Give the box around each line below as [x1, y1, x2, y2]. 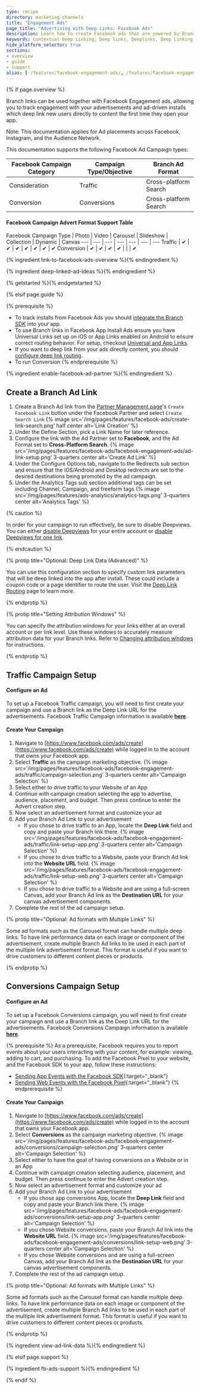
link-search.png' [14, 422, 55, 429]
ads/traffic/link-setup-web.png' [23, 873, 101, 880]
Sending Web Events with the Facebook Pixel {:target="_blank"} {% [14, 1078, 180, 1086]
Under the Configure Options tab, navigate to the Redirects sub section [14, 460, 189, 467]
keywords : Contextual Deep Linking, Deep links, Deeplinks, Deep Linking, [6, 36, 196, 42]
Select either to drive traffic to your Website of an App [14, 784, 148, 791]
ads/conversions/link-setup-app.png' [23, 1213, 115, 1220]
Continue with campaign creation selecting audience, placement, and [14, 1169, 186, 1176]
